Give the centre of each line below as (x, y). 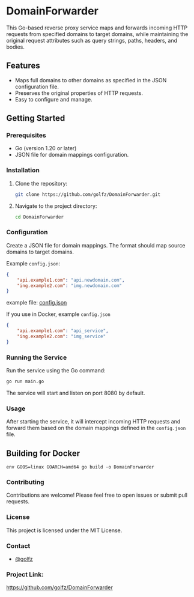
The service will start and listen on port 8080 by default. (76, 393)
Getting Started (36, 118)
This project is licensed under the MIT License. (64, 530)
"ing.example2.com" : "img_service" (62, 337)
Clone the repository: (41, 183)
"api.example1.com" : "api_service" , (63, 331)
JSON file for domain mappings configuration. (72, 155)
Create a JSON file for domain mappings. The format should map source (96, 245)
